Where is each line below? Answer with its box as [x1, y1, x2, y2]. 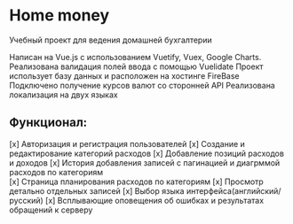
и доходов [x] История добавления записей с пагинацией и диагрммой [9, 157, 281, 168]
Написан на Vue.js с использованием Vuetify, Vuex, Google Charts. [9, 51, 262, 62]
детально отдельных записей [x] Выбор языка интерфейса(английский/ [9, 185, 281, 196]
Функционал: [9, 115, 88, 130]
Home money [9, 5, 110, 26]
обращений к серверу [9, 205, 93, 215]
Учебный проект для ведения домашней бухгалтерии [9, 35, 212, 45]
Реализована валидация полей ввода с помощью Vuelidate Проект [9, 61, 264, 72]
